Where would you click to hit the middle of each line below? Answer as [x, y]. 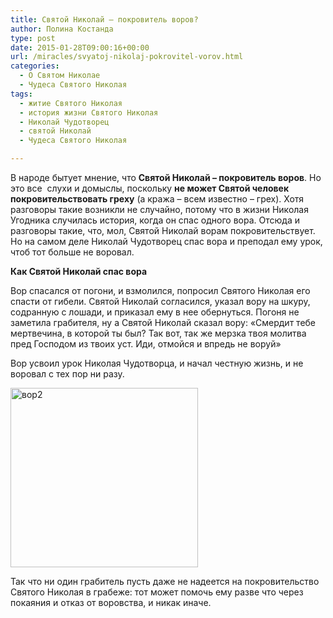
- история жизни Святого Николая [89, 112]
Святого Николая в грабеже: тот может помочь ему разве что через [157, 592]
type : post [33, 38]
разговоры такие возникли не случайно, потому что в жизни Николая [159, 209]
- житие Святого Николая [71, 103]
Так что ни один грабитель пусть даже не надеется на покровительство [165, 581]
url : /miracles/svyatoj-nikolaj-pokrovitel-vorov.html [127, 57]
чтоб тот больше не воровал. [72, 252]
